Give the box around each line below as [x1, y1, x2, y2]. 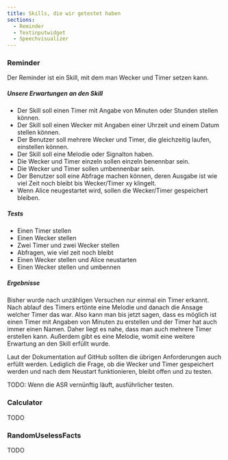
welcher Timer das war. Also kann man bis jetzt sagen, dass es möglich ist [7, 311, 217, 319]
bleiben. [16, 194, 40, 202]
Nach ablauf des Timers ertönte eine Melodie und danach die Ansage [7, 303, 203, 311]
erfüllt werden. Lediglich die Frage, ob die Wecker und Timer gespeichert [7, 360, 214, 368]
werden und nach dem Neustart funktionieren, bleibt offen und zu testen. [7, 368, 214, 376]
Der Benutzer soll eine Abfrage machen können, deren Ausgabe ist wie [16, 172, 218, 180]
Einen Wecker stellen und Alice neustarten [16, 256, 137, 264]
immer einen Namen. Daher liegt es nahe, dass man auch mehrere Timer [7, 325, 212, 333]
